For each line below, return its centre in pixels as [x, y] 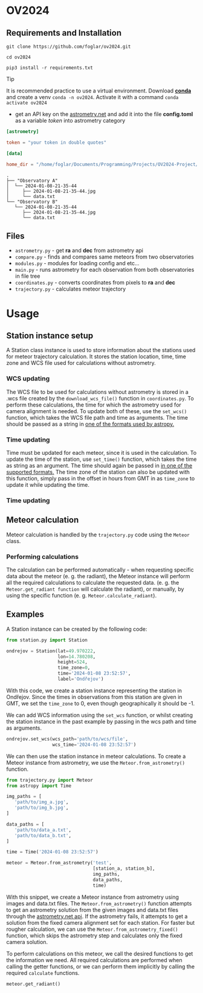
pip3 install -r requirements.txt [50, 68]
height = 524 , [72, 662]
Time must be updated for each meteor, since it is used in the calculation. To [101, 452]
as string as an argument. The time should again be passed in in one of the [99, 465]
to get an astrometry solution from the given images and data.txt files [92, 910]
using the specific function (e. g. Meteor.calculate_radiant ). [82, 595]
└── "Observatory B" [32, 202]
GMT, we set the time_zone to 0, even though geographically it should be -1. [101, 703]
